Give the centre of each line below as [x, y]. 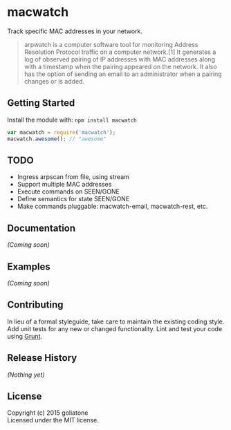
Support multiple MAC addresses [64, 185]
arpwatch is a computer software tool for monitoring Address [111, 44]
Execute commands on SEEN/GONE [68, 191]
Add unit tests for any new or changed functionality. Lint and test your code [115, 328]
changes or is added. [54, 81]
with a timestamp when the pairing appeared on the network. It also [120, 66]
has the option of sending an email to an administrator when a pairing [123, 74]
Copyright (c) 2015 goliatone [48, 413]
